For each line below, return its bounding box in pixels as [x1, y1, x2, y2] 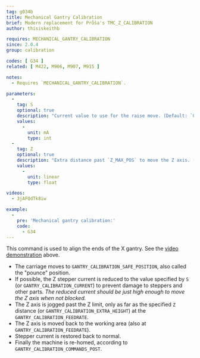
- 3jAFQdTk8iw [11, 196, 46, 202]
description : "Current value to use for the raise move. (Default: [17, 113, 187, 119]
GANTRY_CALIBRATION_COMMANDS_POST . [14, 345, 102, 353]
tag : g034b [6, 8, 33, 15]
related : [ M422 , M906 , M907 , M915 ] [6, 63, 100, 69]
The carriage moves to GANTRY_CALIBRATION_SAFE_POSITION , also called [14, 263, 186, 270]
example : [6, 206, 28, 212]
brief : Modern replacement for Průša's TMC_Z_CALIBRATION [6, 20, 153, 26]
